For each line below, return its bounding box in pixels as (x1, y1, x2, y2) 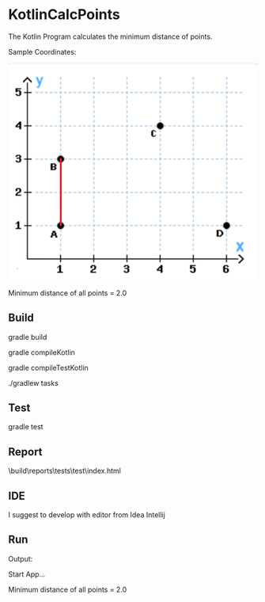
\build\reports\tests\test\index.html (8, 466, 121, 476)
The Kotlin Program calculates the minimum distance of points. (8, 32, 213, 41)
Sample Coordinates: (8, 47, 77, 56)
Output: (8, 554, 33, 563)
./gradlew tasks (8, 378, 59, 387)
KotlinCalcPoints (8, 6, 120, 24)
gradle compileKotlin (8, 347, 75, 357)
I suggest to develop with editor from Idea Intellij (8, 509, 166, 520)
